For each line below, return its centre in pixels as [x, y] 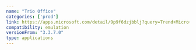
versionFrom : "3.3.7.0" [35, 33]
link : [13, 22]
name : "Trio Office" [31, 11]
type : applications [30, 38]
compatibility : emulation [37, 27]
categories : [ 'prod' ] [32, 17]
